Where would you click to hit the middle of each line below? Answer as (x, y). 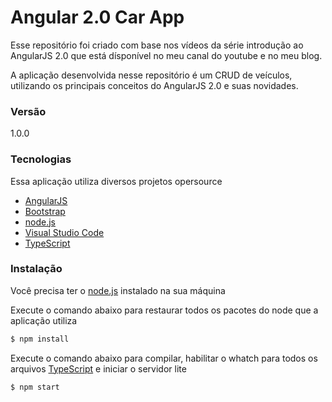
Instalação (36, 269)
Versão (28, 111)
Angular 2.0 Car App (97, 17)
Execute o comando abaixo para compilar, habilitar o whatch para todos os (164, 358)
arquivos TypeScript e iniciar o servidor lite (98, 368)
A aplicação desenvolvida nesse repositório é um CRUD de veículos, (151, 75)
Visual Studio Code (64, 232)
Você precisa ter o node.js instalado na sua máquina (118, 290)
